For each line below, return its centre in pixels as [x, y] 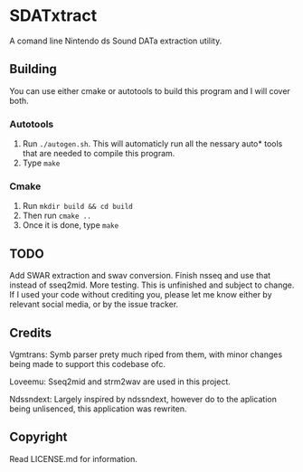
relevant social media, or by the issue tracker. [94, 305]
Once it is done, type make [71, 225]
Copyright [38, 437]
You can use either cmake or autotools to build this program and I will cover [150, 90]
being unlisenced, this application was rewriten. [98, 409]
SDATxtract [53, 16]
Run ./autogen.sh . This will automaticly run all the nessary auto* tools [152, 144]
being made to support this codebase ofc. [87, 363]
